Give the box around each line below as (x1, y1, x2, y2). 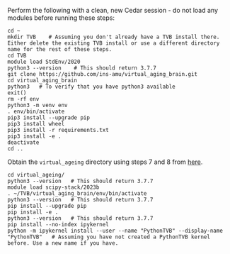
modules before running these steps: (7, 13, 115, 22)
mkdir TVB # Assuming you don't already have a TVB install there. (7, 33, 220, 40)
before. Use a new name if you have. (7, 240, 119, 247)
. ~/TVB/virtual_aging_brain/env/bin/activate (7, 190, 147, 197)
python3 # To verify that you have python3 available (7, 83, 176, 90)
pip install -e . (7, 209, 59, 216)
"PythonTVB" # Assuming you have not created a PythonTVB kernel (7, 233, 211, 241)
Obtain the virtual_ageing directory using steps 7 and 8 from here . (7, 158, 203, 166)
